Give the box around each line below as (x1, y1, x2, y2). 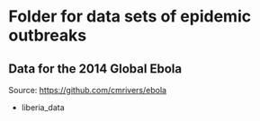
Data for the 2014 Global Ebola (8, 61, 182, 76)
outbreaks (8, 25, 87, 46)
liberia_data (21, 102, 65, 113)
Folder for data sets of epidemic (8, 6, 252, 27)
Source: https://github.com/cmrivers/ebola (8, 85, 167, 95)
